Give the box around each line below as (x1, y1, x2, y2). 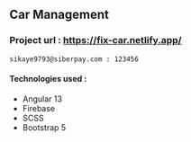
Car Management (9, 7, 110, 22)
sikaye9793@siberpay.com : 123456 (9, 54, 140, 64)
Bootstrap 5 (22, 121, 67, 133)
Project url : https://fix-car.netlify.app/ (9, 34, 182, 47)
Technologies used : (9, 74, 87, 84)
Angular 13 (22, 93, 63, 104)
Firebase (22, 102, 56, 113)
